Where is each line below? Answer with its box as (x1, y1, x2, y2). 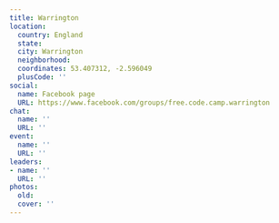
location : (9, 22, 47, 31)
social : (9, 81, 39, 90)
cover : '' (17, 199, 55, 209)
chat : (9, 106, 30, 116)
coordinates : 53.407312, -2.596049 (17, 65, 153, 74)
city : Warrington (17, 47, 84, 56)
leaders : (9, 157, 43, 167)
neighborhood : (17, 56, 71, 65)
